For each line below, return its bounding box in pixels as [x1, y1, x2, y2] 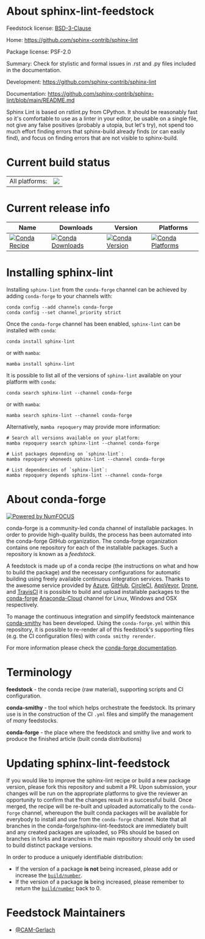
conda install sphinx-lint [6, 338, 75, 345]
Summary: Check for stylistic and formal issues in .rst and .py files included [6, 60, 196, 67]
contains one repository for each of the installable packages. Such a [6, 544, 178, 551]
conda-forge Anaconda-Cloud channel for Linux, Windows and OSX [6, 594, 178, 602]
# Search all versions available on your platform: [6, 435, 140, 441]
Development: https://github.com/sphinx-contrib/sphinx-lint [6, 78, 157, 85]
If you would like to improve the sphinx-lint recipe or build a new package [6, 776, 191, 784]
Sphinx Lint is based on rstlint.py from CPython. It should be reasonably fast [6, 108, 198, 115]
